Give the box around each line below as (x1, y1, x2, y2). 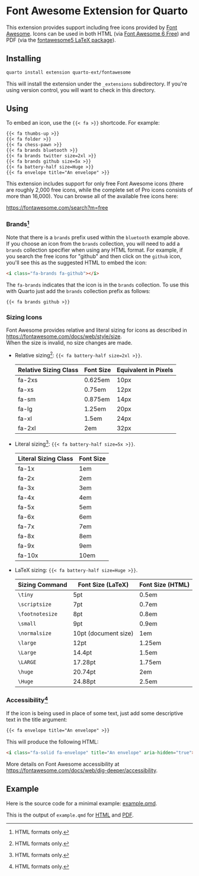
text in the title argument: (6, 716, 68, 723)
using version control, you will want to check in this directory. (6, 86, 156, 93)
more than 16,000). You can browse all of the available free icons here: (6, 193, 179, 200)
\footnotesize (17, 610, 58, 617)
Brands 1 (6, 219, 30, 228)
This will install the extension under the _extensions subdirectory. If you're (6, 80, 188, 87)
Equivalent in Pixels (116, 366, 174, 374)
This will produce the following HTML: (6, 738, 99, 745)
